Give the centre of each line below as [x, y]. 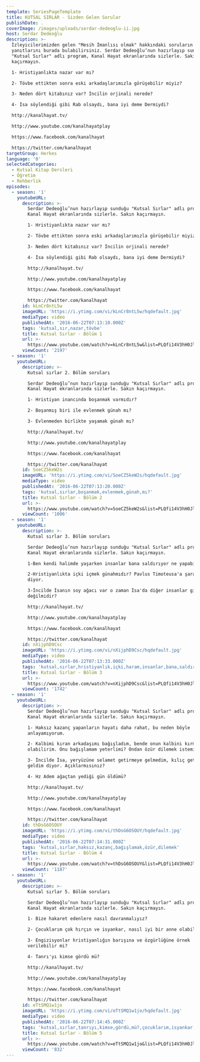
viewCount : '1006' [45, 514]
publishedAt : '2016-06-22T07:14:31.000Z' [74, 842]
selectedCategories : [32, 165]
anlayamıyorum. [46, 733]
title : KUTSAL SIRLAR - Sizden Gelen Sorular [63, 17]
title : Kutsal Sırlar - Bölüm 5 [62, 1033]
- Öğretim [24, 176]
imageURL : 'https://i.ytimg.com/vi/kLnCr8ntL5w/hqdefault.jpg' [102, 311]
